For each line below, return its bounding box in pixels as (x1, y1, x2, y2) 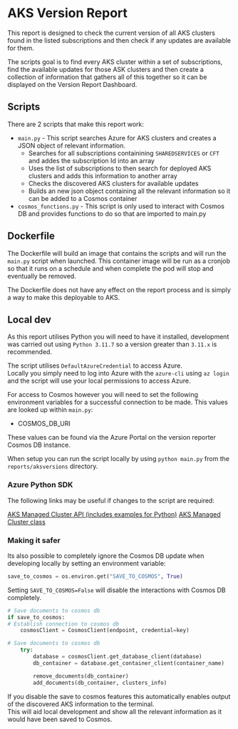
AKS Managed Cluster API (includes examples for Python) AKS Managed (7, 510, 221, 518)
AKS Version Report (7, 5, 128, 21)
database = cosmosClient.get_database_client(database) (33, 653, 202, 661)
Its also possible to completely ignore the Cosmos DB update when (7, 551, 205, 560)
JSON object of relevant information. (17, 141, 126, 150)
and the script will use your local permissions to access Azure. (7, 376, 191, 386)
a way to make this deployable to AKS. (7, 293, 120, 301)
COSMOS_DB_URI (17, 419, 71, 428)
